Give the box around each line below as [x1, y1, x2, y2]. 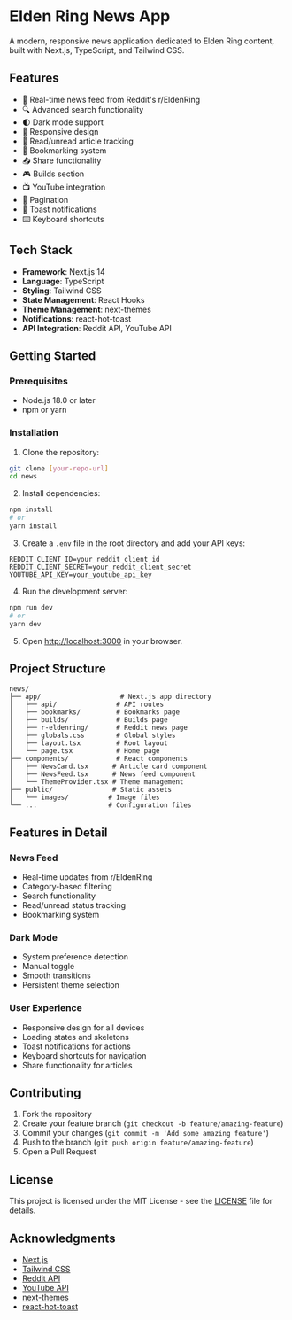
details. [9, 1205, 36, 1215]
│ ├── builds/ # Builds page [9, 716, 168, 725]
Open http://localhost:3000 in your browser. [21, 635, 183, 646]
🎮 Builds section [21, 168, 85, 179]
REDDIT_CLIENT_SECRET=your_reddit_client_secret [9, 563, 192, 571]
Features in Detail [9, 825, 108, 840]
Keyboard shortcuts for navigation [21, 1050, 147, 1060]
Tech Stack [9, 243, 73, 258]
